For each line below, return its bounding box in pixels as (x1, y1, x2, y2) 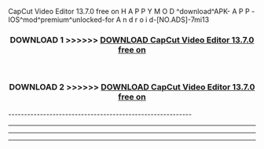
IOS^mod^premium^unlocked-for (8, 15, 115, 24)
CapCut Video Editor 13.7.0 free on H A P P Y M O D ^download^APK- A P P (8, 7, 250, 16)
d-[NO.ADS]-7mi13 (148, 15, 210, 24)
